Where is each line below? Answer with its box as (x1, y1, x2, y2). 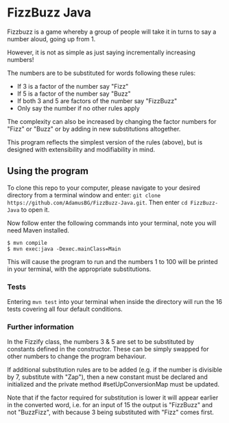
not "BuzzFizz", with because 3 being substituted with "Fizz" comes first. (7, 408, 215, 417)
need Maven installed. (7, 226, 70, 235)
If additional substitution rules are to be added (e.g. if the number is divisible (7, 366, 223, 374)
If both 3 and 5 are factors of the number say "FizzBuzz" (16, 96, 178, 105)
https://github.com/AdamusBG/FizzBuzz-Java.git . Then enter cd (7, 198, 188, 206)
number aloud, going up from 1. (7, 34, 96, 43)
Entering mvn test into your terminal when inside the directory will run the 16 (7, 298, 223, 306)
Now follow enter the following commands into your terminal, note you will (7, 219, 217, 227)
